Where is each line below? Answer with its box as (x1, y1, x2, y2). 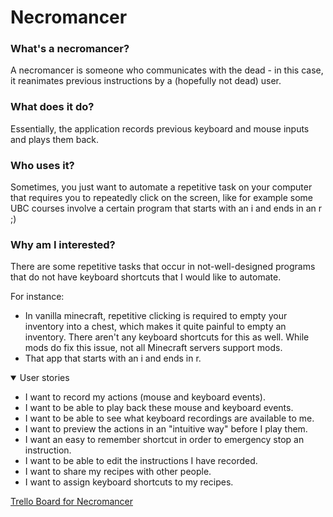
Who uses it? (10, 158, 75, 172)
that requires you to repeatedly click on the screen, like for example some (10, 192, 314, 204)
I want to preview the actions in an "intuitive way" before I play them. (24, 423, 308, 435)
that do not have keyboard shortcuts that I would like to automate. (10, 271, 282, 283)
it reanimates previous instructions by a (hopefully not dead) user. (10, 75, 282, 87)
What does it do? (10, 100, 95, 114)
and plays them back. (10, 133, 99, 145)
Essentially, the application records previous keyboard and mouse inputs (10, 122, 310, 135)
